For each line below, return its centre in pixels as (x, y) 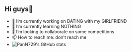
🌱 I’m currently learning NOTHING (46, 26)
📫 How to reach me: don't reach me (49, 37)
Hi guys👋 (19, 9)
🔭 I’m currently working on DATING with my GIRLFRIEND (69, 21)
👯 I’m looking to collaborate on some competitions (63, 31)
